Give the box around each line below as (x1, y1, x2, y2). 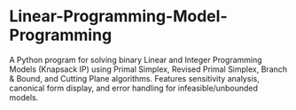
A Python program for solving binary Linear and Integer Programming (9, 54, 263, 65)
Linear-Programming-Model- (9, 6, 228, 27)
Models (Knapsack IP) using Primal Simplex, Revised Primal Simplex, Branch (9, 64, 288, 75)
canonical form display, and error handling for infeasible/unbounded (9, 82, 259, 93)
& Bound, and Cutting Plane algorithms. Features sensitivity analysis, (9, 73, 260, 83)
